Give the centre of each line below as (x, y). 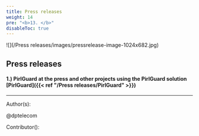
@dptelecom (22, 115)
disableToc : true (28, 28)
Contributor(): (23, 127)
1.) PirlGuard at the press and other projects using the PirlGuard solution (97, 79)
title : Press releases (34, 12)
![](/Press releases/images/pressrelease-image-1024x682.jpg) (82, 45)
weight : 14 (20, 17)
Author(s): (19, 104)
